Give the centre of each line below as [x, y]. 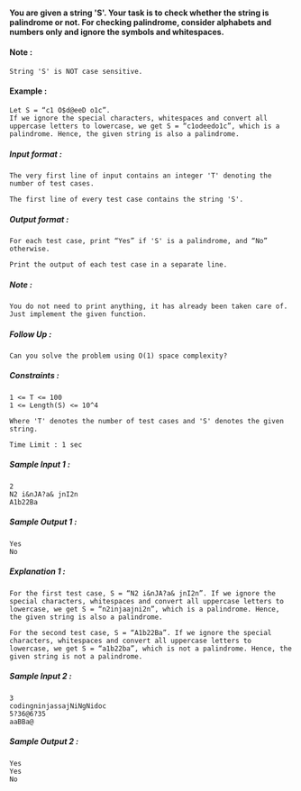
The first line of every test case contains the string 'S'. [127, 199]
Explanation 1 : [37, 571]
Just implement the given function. [78, 314]
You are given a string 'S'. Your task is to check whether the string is [139, 13]
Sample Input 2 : [41, 677]
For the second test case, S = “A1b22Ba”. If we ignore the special [141, 632]
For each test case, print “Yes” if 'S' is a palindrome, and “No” [139, 241]
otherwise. [30, 249]
